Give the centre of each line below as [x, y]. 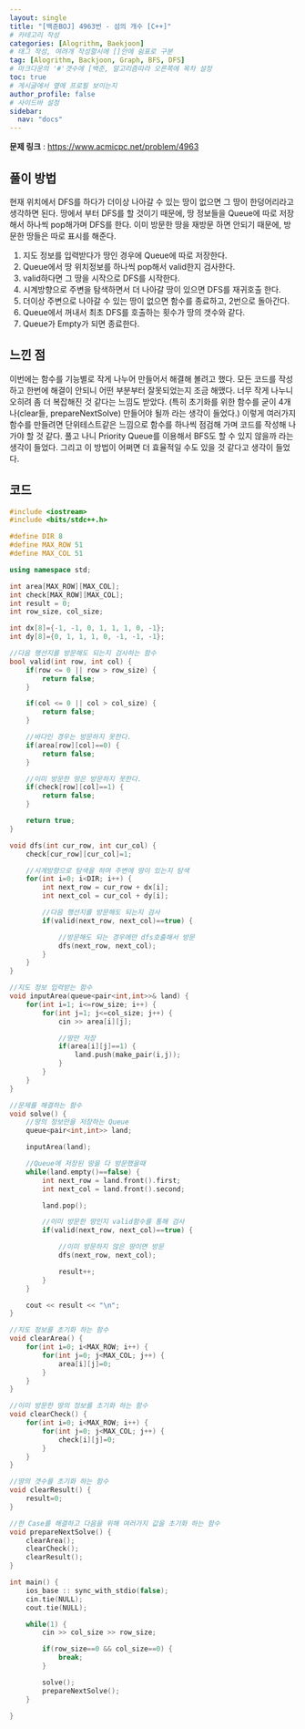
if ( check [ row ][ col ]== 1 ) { [75, 787]
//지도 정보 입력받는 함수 [51, 988]
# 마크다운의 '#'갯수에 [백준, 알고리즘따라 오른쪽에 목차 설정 [111, 69]
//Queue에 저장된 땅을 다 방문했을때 [86, 1164]
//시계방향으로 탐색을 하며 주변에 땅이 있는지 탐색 [107, 870]
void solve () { [38, 1114]
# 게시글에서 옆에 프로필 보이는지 [63, 86]
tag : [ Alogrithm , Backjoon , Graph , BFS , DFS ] [97, 60]
